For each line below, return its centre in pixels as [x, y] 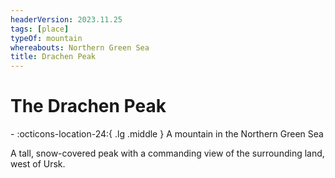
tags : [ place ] [40, 29]
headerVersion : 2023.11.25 [66, 19]
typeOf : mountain [46, 38]
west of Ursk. [38, 164]
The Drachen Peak [88, 106]
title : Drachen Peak [53, 57]
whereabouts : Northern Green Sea [80, 47]
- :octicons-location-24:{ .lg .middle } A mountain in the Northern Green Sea [167, 134]
